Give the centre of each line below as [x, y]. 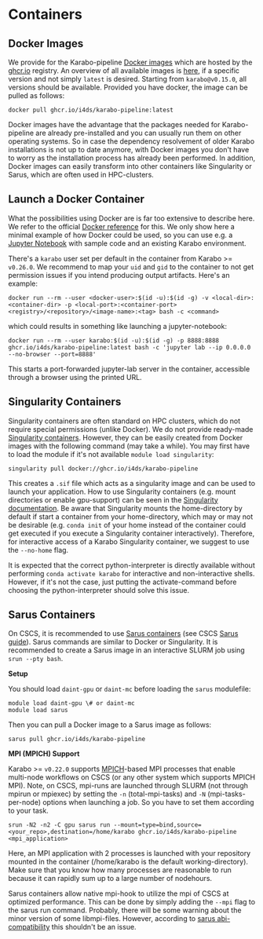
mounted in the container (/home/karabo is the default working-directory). [128, 862]
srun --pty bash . [36, 659]
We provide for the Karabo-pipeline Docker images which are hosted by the [130, 62]
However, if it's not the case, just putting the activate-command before [122, 582]
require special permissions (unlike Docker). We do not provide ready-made [131, 429]
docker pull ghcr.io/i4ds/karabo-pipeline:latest [91, 110]
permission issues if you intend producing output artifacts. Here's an [119, 275]
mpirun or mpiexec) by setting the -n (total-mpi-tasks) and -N [107, 794]
